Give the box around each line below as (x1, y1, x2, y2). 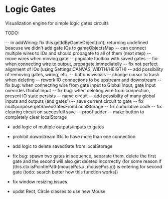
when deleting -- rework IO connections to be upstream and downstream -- (5, 77, 162, 83)
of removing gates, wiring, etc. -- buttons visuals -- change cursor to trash (5, 71, 159, 77)
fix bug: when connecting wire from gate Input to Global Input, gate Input (5, 82, 156, 88)
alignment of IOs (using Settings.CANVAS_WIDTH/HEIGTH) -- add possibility (5, 66, 163, 72)
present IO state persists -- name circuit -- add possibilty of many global (5, 93, 155, 99)
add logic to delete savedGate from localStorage (12, 143, 113, 149)
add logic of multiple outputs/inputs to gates (12, 124, 104, 130)
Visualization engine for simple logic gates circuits (5, 20, 109, 26)
